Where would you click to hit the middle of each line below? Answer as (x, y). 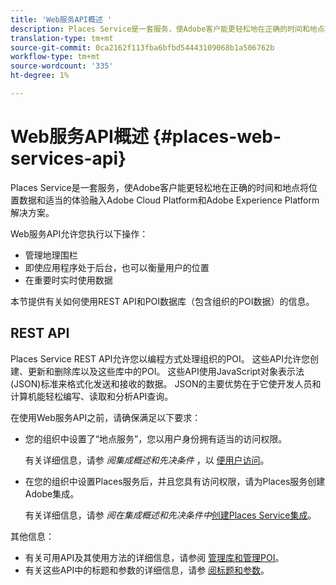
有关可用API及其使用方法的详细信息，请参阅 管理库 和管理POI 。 (154, 557)
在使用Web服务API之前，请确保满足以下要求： (106, 417)
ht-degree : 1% (40, 76)
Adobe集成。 (52, 493)
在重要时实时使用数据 (68, 280)
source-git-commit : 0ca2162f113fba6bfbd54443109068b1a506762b (142, 47)
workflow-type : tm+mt (55, 57)
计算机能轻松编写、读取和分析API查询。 (92, 396)
